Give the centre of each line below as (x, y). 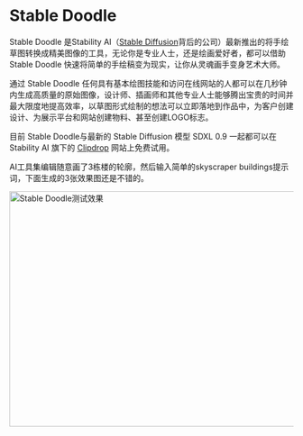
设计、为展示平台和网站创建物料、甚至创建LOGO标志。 (111, 117)
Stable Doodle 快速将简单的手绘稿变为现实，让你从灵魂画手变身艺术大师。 (147, 64)
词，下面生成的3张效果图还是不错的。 (79, 177)
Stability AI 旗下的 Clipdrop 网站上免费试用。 (92, 147)
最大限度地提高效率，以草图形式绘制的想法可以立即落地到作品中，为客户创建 (151, 105)
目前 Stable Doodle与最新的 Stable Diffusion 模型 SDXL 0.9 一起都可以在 (143, 136)
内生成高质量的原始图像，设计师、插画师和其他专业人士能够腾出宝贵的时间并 (151, 95)
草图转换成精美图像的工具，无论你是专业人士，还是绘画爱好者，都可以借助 (147, 53)
